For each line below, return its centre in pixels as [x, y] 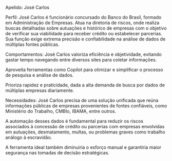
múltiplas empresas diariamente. [40, 90]
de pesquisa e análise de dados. [40, 75]
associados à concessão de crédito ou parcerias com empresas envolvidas [85, 126]
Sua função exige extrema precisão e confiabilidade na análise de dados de [85, 39]
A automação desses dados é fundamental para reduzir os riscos [74, 121]
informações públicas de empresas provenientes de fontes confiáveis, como [86, 106]
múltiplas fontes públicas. [33, 44]
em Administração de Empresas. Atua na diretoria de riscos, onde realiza [82, 23]
